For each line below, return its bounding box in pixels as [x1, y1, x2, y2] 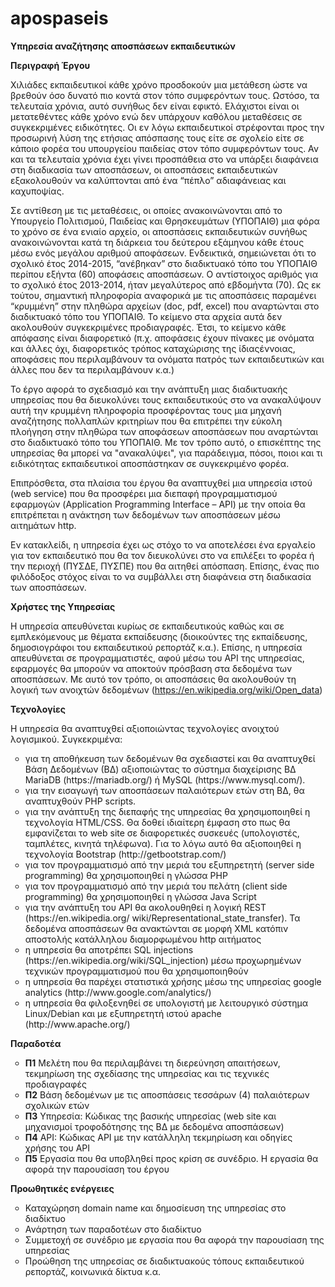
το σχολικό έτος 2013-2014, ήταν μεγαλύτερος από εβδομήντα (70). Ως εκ [10, 278, 322, 291]
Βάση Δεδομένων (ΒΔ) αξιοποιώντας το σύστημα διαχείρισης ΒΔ [24, 763, 297, 775]
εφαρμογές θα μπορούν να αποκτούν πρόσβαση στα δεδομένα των [10, 662, 293, 674]
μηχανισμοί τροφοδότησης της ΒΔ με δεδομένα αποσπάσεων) [24, 1120, 285, 1132]
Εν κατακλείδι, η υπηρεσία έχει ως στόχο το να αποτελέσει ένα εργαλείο [10, 538, 316, 551]
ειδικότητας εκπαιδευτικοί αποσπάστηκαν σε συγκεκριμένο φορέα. [10, 457, 290, 469]
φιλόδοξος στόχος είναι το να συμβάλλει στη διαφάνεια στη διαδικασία [10, 570, 312, 582]
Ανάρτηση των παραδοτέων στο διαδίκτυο [24, 1223, 202, 1235]
